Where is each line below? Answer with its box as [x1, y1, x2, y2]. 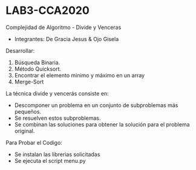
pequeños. [14, 108, 42, 115]
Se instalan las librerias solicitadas [14, 151, 100, 158]
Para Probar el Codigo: [5, 139, 63, 146]
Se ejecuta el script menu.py [14, 157, 86, 164]
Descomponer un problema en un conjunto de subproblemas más [14, 101, 178, 109]
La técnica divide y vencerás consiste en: [5, 90, 109, 97]
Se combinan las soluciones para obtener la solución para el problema [14, 120, 190, 128]
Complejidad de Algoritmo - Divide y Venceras [5, 24, 122, 31]
